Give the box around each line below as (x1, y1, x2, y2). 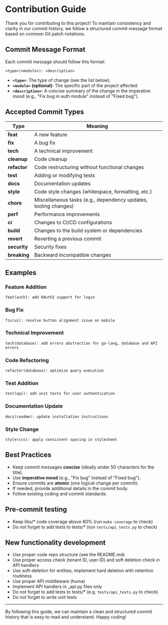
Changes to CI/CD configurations (34, 219, 112, 226)
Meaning (86, 122, 108, 129)
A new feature (34, 131, 67, 138)
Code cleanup (34, 155, 67, 163)
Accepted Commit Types (5, 108, 84, 116)
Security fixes (34, 243, 66, 250)
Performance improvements (34, 211, 100, 218)
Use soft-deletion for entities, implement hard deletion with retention (12, 568, 153, 574)
